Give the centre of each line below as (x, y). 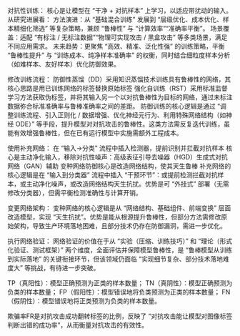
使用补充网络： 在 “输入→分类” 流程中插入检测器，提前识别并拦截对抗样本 (116, 148)
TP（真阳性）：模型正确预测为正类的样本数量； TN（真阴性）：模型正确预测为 (120, 283)
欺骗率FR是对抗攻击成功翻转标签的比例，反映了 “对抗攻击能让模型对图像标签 (120, 316)
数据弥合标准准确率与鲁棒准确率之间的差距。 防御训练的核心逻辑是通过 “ (114, 106)
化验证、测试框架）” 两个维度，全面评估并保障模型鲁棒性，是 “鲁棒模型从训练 (120, 250)
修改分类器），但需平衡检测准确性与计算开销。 (75, 193)
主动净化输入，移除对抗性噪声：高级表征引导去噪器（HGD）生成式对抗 (124, 157)
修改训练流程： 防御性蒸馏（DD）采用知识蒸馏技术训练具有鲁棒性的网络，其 (119, 79)
